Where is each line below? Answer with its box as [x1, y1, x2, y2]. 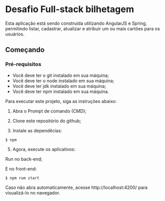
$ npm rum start [5, 175, 39, 180]
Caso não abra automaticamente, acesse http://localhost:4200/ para [5, 184, 148, 190]
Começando [5, 45, 45, 54]
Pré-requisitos [5, 61, 41, 68]
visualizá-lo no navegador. [5, 189, 61, 195]
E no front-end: [5, 166, 37, 172]
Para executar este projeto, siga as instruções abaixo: [5, 98, 117, 104]
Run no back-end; [5, 156, 43, 162]
